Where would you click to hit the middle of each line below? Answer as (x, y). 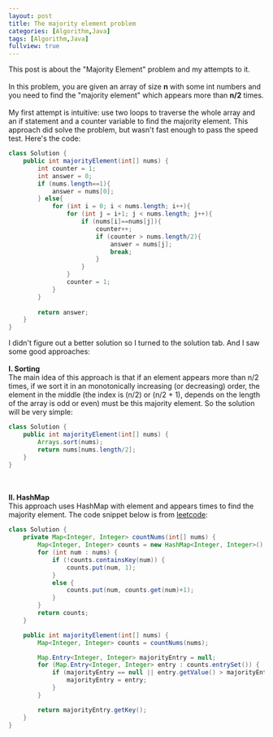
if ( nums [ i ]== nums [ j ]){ (121, 221)
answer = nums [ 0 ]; (83, 191)
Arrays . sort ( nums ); (71, 442)
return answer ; (63, 312)
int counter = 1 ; (67, 168)
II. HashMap (29, 498)
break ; (121, 252)
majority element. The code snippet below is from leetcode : (108, 515)
